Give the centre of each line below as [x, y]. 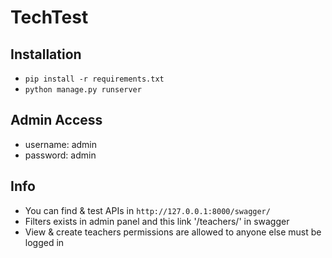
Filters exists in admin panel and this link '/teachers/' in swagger [157, 221]
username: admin [61, 144]
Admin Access [56, 120]
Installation [46, 54]
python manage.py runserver [83, 90]
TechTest [49, 17]
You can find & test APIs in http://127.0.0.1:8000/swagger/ [147, 210]
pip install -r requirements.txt [94, 79]
